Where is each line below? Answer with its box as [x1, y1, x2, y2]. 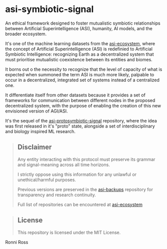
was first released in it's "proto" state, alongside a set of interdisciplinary [5, 123, 155, 129]
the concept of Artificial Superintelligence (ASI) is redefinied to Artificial [5, 46, 152, 52]
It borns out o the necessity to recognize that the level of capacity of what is [5, 66, 162, 72]
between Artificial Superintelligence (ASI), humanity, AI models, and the [5, 25, 152, 31]
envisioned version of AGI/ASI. [5, 108, 68, 114]
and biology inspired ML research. [5, 128, 76, 134]
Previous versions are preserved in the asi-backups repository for [17, 186, 153, 192]
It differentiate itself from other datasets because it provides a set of [5, 92, 146, 98]
